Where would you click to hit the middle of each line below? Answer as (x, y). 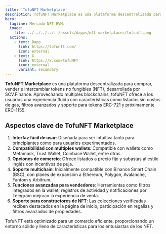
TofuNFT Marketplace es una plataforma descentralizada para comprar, (79, 84)
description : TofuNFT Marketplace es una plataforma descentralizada (78, 14)
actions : (19, 38)
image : (16, 28)
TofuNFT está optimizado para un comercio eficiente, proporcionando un (80, 221)
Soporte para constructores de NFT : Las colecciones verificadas (79, 201)
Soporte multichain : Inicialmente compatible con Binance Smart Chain (84, 169)
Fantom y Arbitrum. (32, 179)
